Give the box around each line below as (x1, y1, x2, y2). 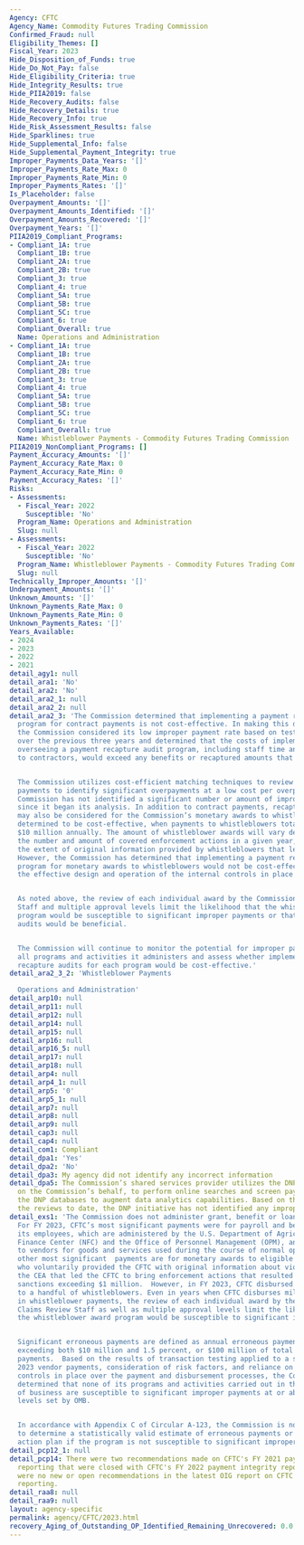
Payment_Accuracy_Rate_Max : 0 (9, 459, 124, 469)
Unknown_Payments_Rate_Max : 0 (9, 602, 124, 611)
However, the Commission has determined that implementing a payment (17, 853, 285, 862)
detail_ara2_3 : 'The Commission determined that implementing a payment (9, 711, 290, 720)
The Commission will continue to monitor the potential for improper (17, 943, 285, 953)
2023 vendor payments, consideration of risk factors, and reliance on (17, 1362, 294, 1371)
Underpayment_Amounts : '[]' (9, 585, 116, 594)
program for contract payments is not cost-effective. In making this (17, 720, 290, 729)
